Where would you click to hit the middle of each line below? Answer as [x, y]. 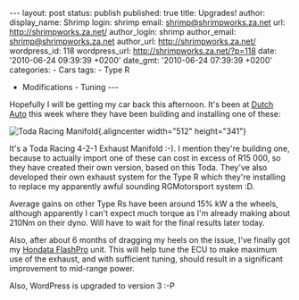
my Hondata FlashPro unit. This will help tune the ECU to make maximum [143, 250]
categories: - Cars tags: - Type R [70, 70]
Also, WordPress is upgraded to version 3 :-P [92, 286]
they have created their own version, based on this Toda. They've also [138, 167]
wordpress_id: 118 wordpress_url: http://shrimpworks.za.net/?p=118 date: [143, 51]
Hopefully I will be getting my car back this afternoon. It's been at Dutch [141, 104]
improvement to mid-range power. [72, 268]
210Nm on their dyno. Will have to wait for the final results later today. [137, 223]
